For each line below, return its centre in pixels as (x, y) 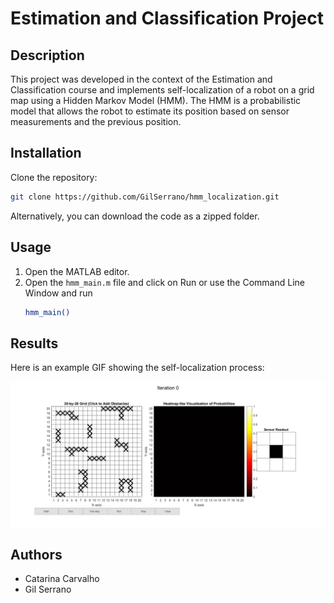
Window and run (58, 293)
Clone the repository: (54, 177)
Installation (46, 153)
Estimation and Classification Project (167, 18)
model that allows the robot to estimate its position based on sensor (150, 111)
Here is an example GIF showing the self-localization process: (137, 368)
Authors (36, 554)
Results (34, 343)
